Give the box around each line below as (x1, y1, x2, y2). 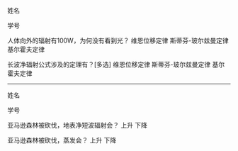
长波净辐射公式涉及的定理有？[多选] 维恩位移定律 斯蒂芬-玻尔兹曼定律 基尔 (7, 60, 225, 69)
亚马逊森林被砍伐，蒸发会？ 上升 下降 (7, 136, 117, 144)
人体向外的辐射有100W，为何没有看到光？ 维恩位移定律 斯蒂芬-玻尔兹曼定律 (7, 36, 229, 45)
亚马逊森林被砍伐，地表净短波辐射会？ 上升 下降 (7, 121, 147, 129)
